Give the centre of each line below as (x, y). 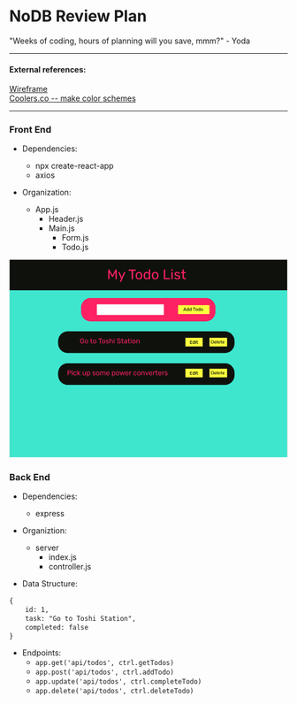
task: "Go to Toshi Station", (81, 619)
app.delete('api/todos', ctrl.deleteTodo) (114, 692)
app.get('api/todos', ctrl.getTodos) (105, 663)
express (49, 514)
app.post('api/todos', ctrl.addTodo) (105, 673)
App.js (47, 210)
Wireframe (29, 89)
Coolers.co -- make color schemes (73, 98)
